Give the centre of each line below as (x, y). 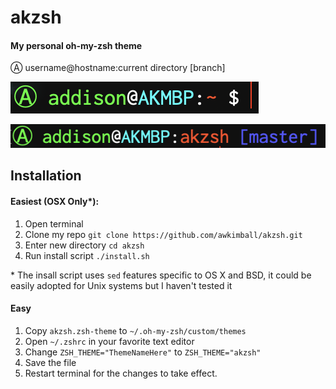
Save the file (50, 362)
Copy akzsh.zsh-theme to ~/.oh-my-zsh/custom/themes (135, 330)
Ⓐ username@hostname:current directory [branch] (118, 68)
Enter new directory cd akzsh (84, 245)
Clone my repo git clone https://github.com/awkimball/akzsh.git (163, 234)
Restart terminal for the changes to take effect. (121, 373)
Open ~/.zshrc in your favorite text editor (109, 341)
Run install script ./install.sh (87, 255)
